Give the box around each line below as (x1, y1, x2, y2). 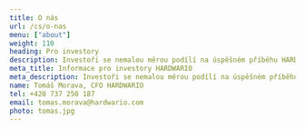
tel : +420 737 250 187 (9, 89, 95, 98)
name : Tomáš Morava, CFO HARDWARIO (9, 81, 144, 90)
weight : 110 (9, 38, 54, 48)
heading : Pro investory (9, 47, 100, 56)
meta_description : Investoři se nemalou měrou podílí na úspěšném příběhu (9, 73, 299, 82)
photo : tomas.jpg (9, 106, 75, 115)
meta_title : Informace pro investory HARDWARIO (9, 64, 193, 74)
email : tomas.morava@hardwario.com (9, 97, 144, 107)
